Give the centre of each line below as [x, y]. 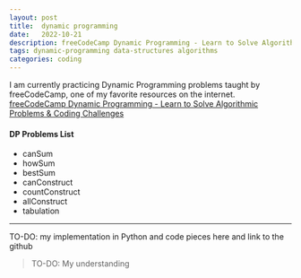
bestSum [39, 173]
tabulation [41, 211]
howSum [39, 163]
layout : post [34, 17]
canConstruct [47, 182]
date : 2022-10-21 [46, 34]
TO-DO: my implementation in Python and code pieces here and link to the [147, 237]
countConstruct [51, 192]
